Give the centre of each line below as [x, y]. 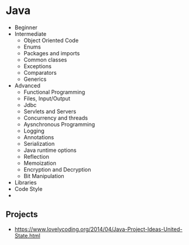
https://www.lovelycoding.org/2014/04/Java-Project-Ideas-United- [98, 229]
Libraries [26, 182]
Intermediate [30, 33]
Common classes [45, 60]
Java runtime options [50, 150]
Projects [22, 214]
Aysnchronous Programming [59, 124]
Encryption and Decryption [57, 169]
